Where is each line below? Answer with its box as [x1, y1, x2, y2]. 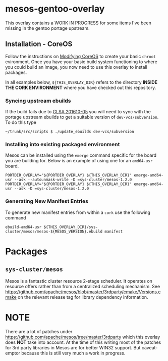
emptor [5, 350, 21, 356]
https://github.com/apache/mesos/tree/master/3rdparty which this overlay [5, 334, 160, 340]
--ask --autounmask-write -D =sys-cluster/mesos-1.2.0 [14, 177, 132, 183]
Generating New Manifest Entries [5, 198, 88, 205]
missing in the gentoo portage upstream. [5, 25, 90, 31]
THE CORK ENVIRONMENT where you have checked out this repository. [5, 84, 156, 91]
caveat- [141, 344, 158, 350]
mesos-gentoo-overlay [5, 3, 105, 15]
